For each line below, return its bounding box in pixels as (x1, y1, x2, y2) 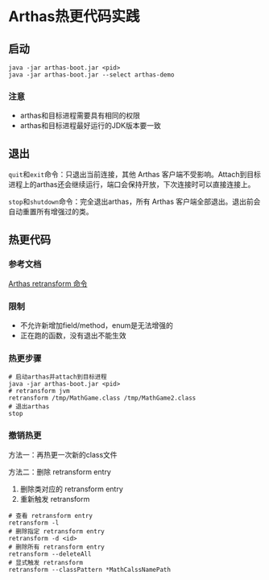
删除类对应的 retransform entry (19, 484, 123, 494)
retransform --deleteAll (8, 549, 92, 558)
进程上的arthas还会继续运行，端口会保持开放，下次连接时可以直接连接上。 (8, 180, 255, 189)
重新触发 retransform (19, 494, 90, 503)
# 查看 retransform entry (8, 512, 93, 520)
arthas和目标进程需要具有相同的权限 (19, 110, 141, 121)
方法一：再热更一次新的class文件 (8, 449, 118, 459)
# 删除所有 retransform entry (8, 543, 105, 551)
